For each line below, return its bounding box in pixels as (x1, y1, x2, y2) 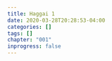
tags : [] (7, 29, 33, 37)
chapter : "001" (7, 36, 52, 43)
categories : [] (7, 23, 52, 30)
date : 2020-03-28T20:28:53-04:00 (7, 17, 106, 24)
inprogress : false (7, 43, 61, 50)
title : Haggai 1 (7, 10, 55, 18)
